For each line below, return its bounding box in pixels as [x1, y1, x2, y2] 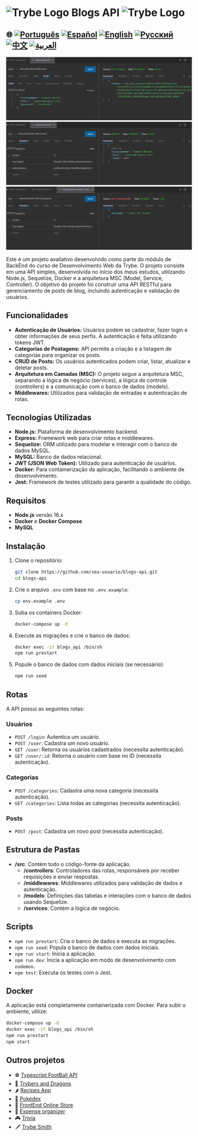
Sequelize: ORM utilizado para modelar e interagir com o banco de [14, 441, 178, 448]
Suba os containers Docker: [14, 609, 82, 616]
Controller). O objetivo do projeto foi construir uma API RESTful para [6, 281, 172, 288]
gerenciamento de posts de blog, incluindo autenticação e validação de [6, 287, 180, 294]
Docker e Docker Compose [14, 518, 82, 525]
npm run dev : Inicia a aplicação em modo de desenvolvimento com [14, 956, 176, 963]
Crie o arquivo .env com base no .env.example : [14, 586, 129, 593]
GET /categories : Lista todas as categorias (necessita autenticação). [14, 799, 181, 806]
